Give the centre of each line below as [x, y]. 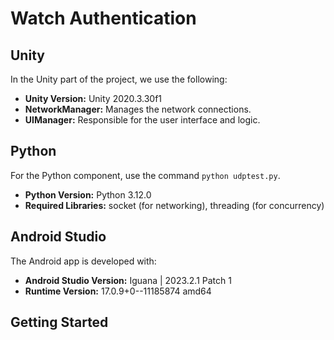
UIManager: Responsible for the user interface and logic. [142, 120]
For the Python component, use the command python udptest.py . [145, 175]
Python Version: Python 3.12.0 [88, 194]
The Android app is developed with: [83, 261]
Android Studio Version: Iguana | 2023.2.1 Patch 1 [128, 280]
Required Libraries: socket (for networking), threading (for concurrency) [174, 205]
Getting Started [59, 322]
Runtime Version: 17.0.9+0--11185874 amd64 [118, 291]
